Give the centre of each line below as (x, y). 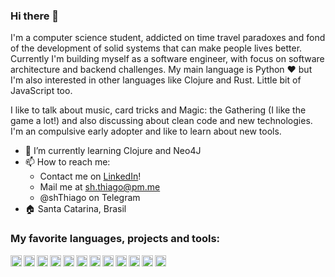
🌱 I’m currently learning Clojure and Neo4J (113, 151)
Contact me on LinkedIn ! (90, 176)
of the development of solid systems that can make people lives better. (156, 48)
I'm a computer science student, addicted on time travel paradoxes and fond (168, 38)
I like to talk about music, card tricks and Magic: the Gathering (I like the (158, 110)
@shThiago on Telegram (90, 198)
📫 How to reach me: (67, 162)
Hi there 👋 (35, 16)
